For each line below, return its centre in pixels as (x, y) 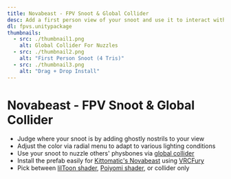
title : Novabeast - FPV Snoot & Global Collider (78, 13)
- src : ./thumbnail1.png (49, 39)
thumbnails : (24, 33)
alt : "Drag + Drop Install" (59, 71)
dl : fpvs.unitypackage (40, 26)
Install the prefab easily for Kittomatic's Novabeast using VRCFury (111, 161)
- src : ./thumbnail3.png (49, 65)
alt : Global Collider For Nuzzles (69, 45)
